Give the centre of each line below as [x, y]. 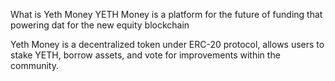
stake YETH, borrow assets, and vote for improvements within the [145, 55]
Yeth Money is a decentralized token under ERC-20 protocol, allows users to [167, 44]
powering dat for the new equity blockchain [100, 25]
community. [34, 65]
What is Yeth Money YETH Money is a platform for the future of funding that [166, 14]
